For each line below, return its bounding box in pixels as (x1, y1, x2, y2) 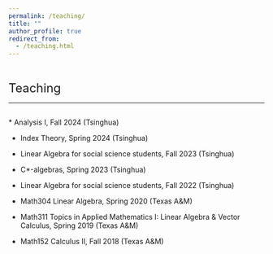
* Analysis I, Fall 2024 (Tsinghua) (8, 117, 119, 127)
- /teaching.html (15, 42, 75, 50)
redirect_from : (8, 34, 60, 43)
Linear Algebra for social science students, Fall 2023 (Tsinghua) (19, 149, 235, 159)
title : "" (8, 20, 42, 28)
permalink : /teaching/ (8, 11, 85, 20)
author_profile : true (8, 27, 82, 35)
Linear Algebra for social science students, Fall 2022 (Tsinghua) (19, 181, 235, 190)
